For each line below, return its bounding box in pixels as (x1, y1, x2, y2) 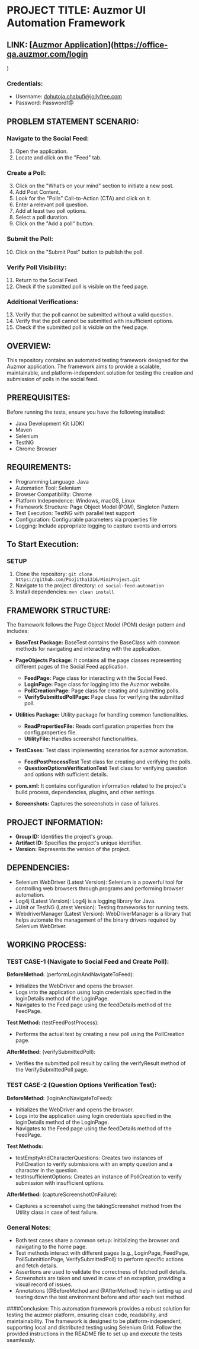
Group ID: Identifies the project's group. (15, 833, 113, 840)
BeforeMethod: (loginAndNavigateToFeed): (7, 1094, 113, 1101)
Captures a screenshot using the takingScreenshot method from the (15, 1202, 182, 1209)
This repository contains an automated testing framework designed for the (7, 356, 188, 363)
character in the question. (15, 1166, 79, 1174)
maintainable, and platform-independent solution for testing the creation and (7, 369, 194, 376)
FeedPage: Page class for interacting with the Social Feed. (24, 674, 168, 682)
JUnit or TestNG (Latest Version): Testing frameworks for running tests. (15, 903, 190, 910)
